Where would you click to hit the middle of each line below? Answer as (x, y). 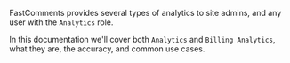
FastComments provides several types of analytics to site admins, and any (145, 13)
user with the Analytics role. (61, 22)
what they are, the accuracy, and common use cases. (107, 49)
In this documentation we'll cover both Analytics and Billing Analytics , (142, 39)
